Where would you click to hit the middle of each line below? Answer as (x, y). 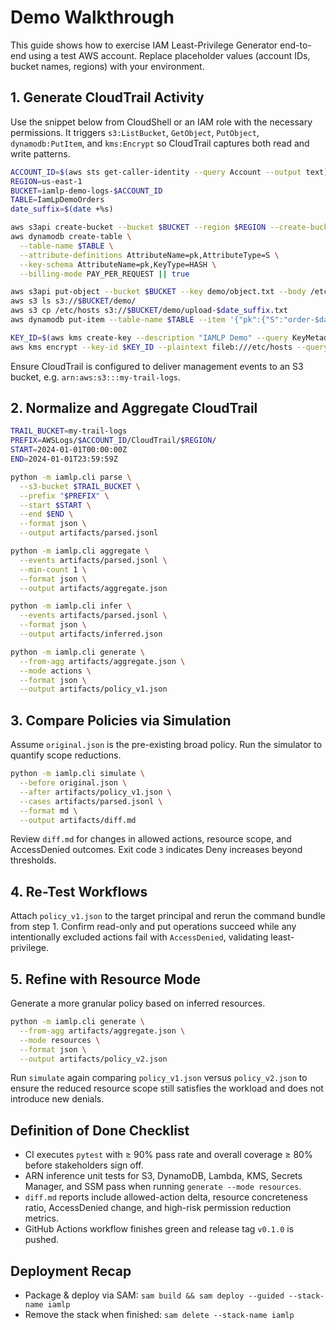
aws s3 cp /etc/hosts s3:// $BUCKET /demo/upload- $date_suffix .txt (149, 311)
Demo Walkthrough (92, 17)
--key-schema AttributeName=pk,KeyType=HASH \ (118, 264)
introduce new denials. (57, 1099)
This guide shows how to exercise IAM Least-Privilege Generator (144, 45)
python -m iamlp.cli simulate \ (77, 774)
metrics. (42, 1218)
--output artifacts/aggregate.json (93, 588)
